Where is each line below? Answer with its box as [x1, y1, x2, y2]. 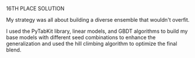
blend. [6, 46, 22, 53]
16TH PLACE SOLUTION [6, 5, 65, 12]
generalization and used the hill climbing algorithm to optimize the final [6, 40, 177, 47]
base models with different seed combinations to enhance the [6, 34, 156, 40]
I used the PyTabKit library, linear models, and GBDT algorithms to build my [6, 28, 188, 35]
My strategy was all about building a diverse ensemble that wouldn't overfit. [6, 16, 190, 23]
